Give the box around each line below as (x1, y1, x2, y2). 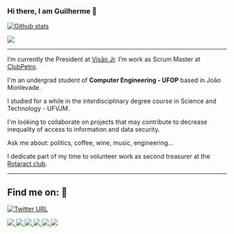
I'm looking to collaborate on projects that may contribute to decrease (7, 118, 208, 126)
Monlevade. (7, 84, 42, 92)
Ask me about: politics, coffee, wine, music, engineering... (7, 139, 174, 147)
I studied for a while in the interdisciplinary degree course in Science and (7, 97, 217, 105)
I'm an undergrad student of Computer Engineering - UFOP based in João (7, 76, 221, 84)
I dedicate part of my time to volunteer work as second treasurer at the (7, 153, 210, 161)
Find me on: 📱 (7, 186, 68, 198)
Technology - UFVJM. (7, 104, 70, 113)
